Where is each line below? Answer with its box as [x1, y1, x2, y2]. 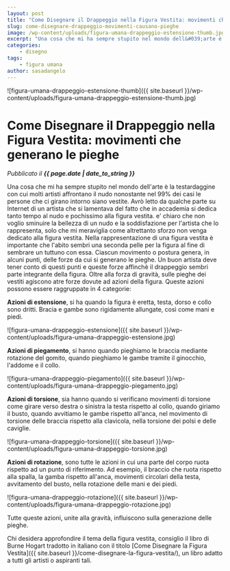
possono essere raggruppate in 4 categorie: [7, 285, 131, 293]
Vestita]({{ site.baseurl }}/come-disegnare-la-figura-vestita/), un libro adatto [7, 549, 223, 557]
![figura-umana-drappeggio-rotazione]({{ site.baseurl [7, 493, 159, 502]
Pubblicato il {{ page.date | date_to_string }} [7, 170, 136, 178]
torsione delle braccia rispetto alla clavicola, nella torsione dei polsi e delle [7, 417, 217, 426]
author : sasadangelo [7, 67, 66, 74]
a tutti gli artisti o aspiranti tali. [7, 557, 92, 565]
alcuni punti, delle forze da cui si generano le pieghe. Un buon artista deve [7, 255, 217, 264]
